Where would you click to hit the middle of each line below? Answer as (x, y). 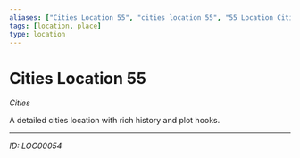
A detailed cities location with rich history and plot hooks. (115, 121)
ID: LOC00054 (36, 146)
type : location (37, 34)
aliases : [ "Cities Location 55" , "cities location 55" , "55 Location (142, 17)
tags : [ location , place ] (55, 26)
